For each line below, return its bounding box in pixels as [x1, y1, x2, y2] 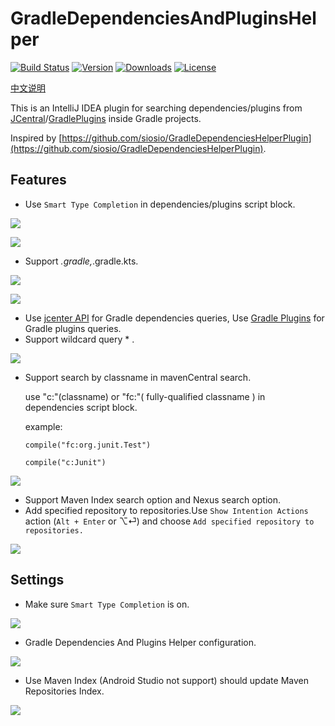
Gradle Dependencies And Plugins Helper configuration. [24, 636, 257, 648]
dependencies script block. [24, 401, 138, 413]
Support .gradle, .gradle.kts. [24, 255, 139, 267]
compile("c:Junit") [24, 457, 107, 467]
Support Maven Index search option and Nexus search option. [24, 493, 281, 506]
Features [10, 172, 67, 189]
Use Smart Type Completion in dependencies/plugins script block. [24, 198, 296, 210]
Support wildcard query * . [24, 333, 135, 345]
